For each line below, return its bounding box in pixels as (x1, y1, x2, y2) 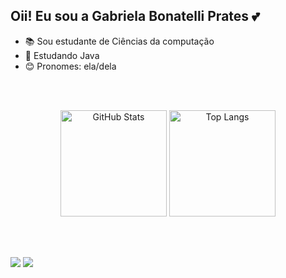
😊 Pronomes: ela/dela (24, 60, 117, 72)
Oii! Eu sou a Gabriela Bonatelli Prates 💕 (10, 8, 260, 25)
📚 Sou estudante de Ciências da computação (24, 35, 215, 47)
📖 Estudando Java (24, 49, 100, 61)
